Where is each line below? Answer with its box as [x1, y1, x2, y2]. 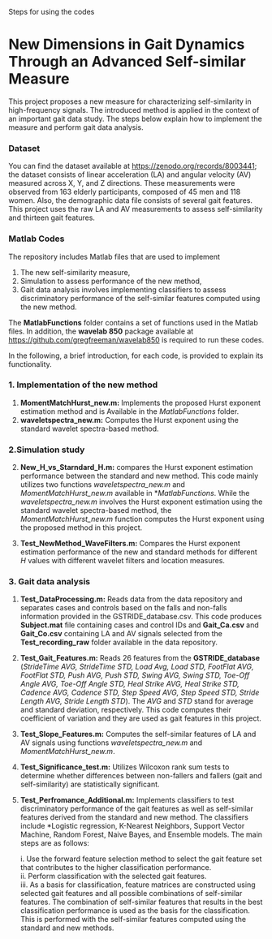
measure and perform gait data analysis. [8, 122, 144, 132]
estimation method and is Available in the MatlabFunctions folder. [19, 406, 240, 416]
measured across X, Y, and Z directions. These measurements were [8, 179, 235, 188]
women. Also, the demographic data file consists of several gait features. [8, 196, 253, 205]
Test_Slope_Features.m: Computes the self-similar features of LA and [19, 730, 257, 739]
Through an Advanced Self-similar [8, 53, 246, 71]
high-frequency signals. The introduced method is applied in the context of [8, 105, 260, 114]
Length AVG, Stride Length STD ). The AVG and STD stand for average [19, 696, 254, 706]
